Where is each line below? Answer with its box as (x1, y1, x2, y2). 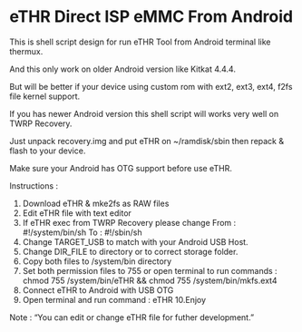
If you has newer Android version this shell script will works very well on (9, 108, 279, 119)
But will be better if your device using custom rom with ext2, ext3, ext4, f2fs (9, 81, 293, 92)
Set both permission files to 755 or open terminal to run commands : (22, 265, 278, 276)
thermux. (9, 45, 44, 56)
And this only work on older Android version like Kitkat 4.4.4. (9, 63, 236, 74)
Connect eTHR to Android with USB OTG (22, 284, 174, 296)
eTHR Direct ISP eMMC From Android (9, 6, 293, 27)
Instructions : (9, 180, 59, 191)
